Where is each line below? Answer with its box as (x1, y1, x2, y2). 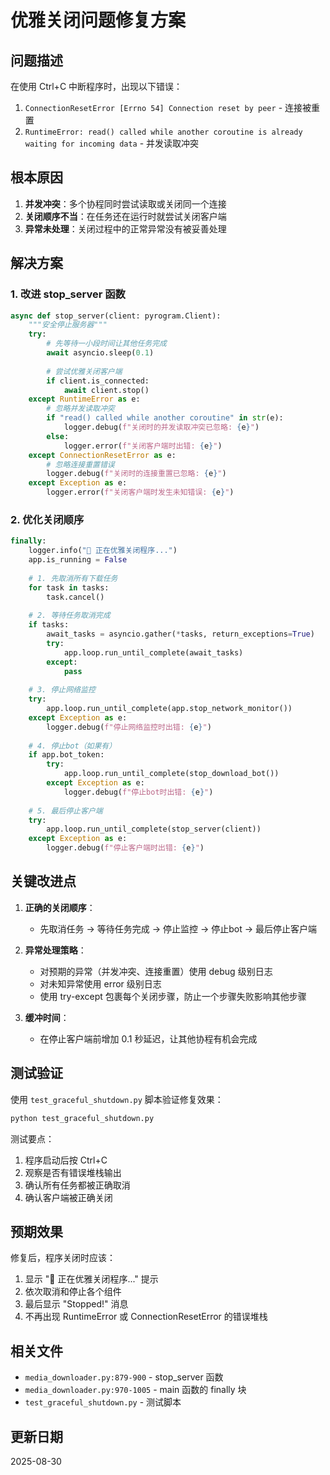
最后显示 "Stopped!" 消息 (24, 1298, 129, 1310)
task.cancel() (46, 592, 105, 602)
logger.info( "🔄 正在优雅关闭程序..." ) (28, 546, 178, 556)
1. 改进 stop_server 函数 (10, 287, 126, 301)
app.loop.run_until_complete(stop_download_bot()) (63, 769, 280, 779)
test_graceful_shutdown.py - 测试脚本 (24, 1396, 182, 1408)
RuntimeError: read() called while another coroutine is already (24, 127, 303, 137)
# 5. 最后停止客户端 (28, 806, 103, 816)
